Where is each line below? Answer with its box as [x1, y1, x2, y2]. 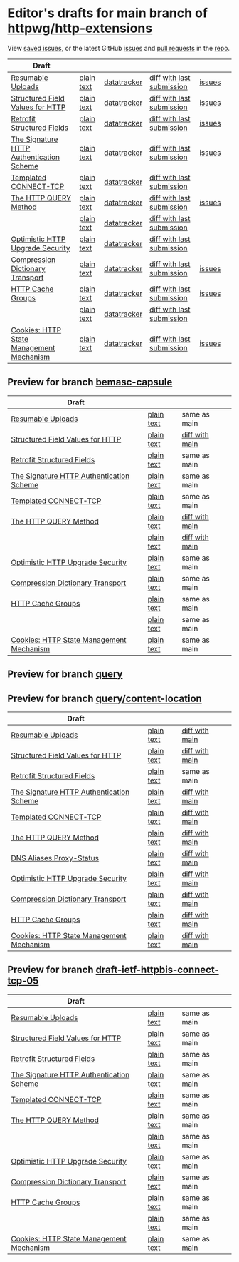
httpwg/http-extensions [7, 20, 153, 36]
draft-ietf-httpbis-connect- [95, 964, 219, 976]
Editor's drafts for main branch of [7, 5, 208, 21]
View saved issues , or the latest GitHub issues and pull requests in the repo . [7, 44, 230, 52]
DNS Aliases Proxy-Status [11, 853, 100, 862]
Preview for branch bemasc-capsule [7, 376, 173, 388]
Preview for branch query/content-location [7, 692, 203, 704]
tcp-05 [7, 975, 39, 987]
